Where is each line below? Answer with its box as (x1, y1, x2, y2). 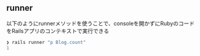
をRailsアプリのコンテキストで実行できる (6, 27, 109, 34)
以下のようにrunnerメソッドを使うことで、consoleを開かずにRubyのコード (6, 19, 194, 27)
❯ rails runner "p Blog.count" (6, 39, 86, 45)
